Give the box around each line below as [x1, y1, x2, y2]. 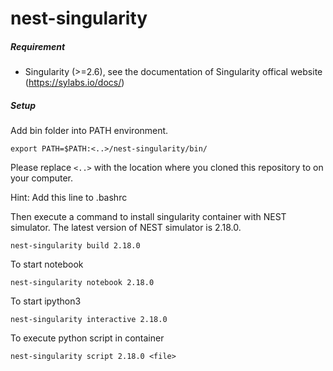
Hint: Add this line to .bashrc [10, 192, 128, 204]
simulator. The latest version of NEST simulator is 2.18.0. [10, 222, 242, 234]
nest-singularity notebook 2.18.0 [10, 278, 155, 288]
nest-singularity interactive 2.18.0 [10, 315, 168, 325]
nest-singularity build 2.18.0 [10, 241, 141, 251]
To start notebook [10, 258, 84, 271]
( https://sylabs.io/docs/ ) [24, 77, 125, 89]
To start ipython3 [10, 295, 82, 307]
